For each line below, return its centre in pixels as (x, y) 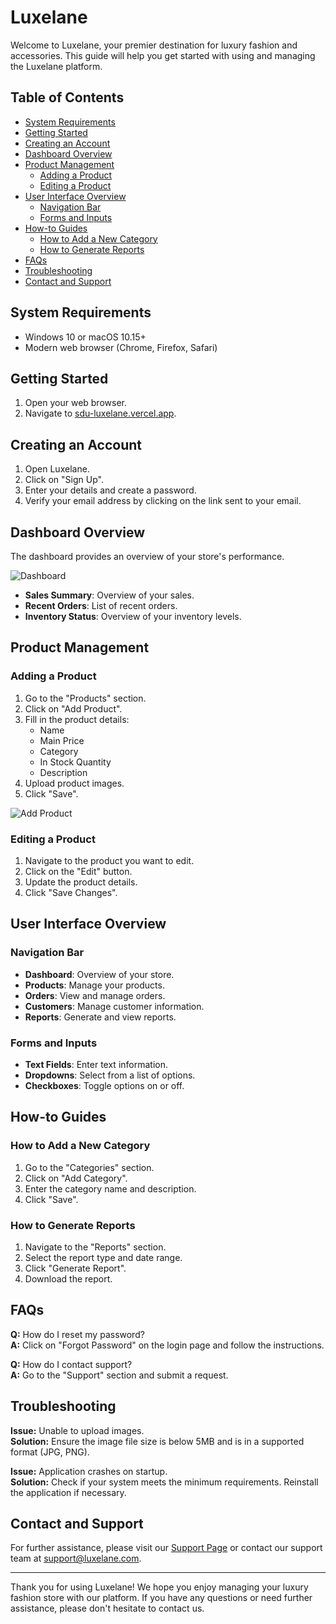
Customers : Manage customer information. (114, 1006)
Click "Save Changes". (71, 892)
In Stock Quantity (75, 762)
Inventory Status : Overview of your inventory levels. (133, 616)
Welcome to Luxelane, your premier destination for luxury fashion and (154, 45)
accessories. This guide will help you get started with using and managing (163, 55)
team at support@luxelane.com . (76, 1558)
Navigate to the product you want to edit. (109, 860)
